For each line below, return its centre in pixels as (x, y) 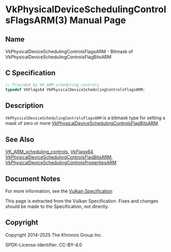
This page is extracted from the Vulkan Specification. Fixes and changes (82, 201)
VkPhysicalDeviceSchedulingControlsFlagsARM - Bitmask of (69, 51)
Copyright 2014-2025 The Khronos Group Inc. (54, 235)
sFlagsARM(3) (36, 20)
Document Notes (33, 178)
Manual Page (98, 20)
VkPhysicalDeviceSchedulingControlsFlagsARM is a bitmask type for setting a (85, 118)
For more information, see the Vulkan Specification (59, 191)
